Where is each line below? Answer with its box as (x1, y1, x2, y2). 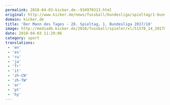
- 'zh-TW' (7, 78, 28, 83)
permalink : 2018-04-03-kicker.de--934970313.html (5, 7, 112, 13)
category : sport (5, 36, 39, 41)
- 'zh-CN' (7, 73, 28, 78)
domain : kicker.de (5, 17, 44, 22)
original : (5, 12, 26, 17)
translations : (5, 40, 35, 45)
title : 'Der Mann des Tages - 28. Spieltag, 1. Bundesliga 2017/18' (5, 21, 153, 27)
